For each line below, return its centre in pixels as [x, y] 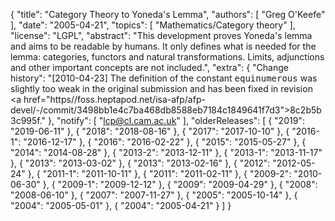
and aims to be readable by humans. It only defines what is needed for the [163, 46]
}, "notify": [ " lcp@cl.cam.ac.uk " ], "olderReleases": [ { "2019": [176, 120]
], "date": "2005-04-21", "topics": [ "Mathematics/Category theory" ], [153, 25]
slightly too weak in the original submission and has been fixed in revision [161, 88]
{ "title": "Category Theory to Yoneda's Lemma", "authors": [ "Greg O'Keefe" [168, 14]
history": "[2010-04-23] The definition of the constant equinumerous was [164, 78]
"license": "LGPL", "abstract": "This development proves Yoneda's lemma [161, 35]
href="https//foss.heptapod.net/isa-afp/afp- [114, 99]
